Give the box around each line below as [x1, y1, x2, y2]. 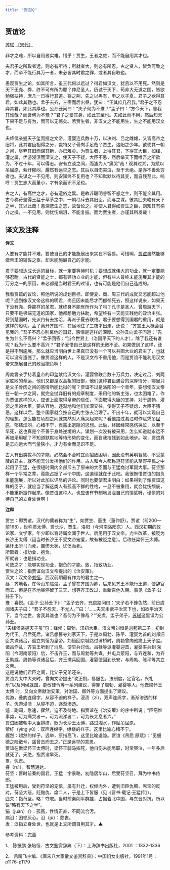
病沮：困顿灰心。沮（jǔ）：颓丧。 [5, 815, 73, 821]
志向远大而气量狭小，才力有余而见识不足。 [9, 441, 99, 447]
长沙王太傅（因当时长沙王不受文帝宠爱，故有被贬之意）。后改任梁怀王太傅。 [5, 537, 163, 543]
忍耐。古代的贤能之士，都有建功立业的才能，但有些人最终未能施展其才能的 [9, 274, 165, 280]
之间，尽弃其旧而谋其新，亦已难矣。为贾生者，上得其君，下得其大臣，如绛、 [5, 148, 165, 154]
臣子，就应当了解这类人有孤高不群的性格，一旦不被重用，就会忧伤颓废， [14, 484, 165, 490]
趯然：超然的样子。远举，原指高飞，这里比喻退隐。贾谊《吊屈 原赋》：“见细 [5, 732, 162, 738]
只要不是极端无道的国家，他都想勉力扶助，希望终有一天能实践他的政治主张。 [5, 310, 165, 316]
